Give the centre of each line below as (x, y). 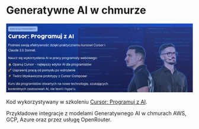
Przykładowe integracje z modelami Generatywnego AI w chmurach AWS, (96, 114)
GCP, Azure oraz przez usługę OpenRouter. (59, 120)
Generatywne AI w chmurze (76, 10)
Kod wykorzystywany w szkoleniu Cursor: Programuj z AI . (77, 102)
